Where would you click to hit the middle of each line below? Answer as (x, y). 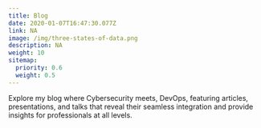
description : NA (35, 46)
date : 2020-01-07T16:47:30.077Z (62, 23)
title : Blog (28, 16)
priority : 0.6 (39, 68)
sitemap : (23, 61)
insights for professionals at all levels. (70, 115)
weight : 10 (27, 53)
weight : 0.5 (36, 75)
